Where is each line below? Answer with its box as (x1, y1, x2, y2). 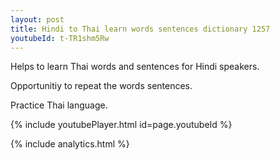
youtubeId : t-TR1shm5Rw (10, 33, 110, 43)
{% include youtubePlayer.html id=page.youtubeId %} (10, 119, 233, 131)
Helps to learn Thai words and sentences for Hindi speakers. (10, 61, 260, 73)
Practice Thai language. (10, 99, 108, 111)
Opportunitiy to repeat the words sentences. (10, 80, 193, 92)
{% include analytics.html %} (10, 138, 130, 150)
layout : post (10, 14, 65, 25)
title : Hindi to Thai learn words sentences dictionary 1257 (10, 24, 271, 34)
